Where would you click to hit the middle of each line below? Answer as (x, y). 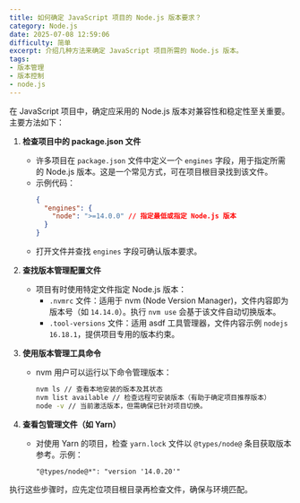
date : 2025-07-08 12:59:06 (60, 34)
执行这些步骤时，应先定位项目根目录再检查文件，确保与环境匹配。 (131, 489)
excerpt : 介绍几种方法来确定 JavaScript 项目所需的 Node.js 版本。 (126, 51)
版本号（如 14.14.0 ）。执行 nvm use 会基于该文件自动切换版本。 (165, 312)
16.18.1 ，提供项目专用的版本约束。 (114, 334)
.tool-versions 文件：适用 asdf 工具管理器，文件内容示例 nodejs (168, 323)
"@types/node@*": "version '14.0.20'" (108, 472)
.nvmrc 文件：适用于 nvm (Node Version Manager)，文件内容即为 (169, 300)
